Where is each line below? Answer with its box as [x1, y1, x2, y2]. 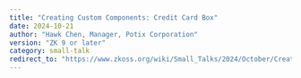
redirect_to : [9, 55, 58, 64]
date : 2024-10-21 [9, 22, 74, 30]
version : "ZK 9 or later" [9, 38, 106, 48]
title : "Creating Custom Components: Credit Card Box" [9, 13, 219, 22]
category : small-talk [9, 47, 90, 56]
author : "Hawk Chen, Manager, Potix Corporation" [9, 30, 199, 39]
